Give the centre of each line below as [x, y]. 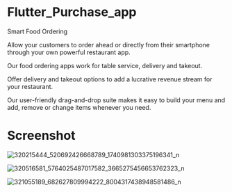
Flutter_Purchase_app [72, 12]
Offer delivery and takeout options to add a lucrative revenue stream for [110, 79]
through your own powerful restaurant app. [69, 52]
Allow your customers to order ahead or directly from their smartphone [109, 45]
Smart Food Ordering [38, 31]
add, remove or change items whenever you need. [79, 107]
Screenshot [41, 136]
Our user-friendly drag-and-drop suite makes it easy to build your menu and [116, 100]
